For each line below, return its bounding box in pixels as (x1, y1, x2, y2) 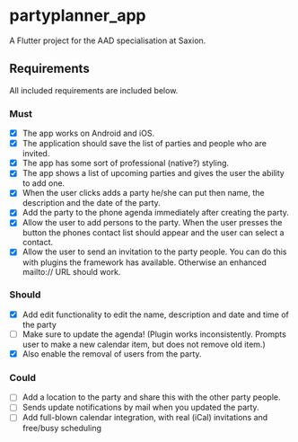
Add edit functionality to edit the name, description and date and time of (22, 309, 289, 320)
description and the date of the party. (22, 198, 162, 208)
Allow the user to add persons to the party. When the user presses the (22, 217, 283, 228)
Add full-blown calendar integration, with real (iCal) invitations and (22, 412, 268, 423)
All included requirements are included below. (9, 84, 179, 95)
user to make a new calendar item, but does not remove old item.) (22, 339, 267, 349)
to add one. (22, 178, 66, 189)
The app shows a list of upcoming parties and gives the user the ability (22, 168, 285, 179)
